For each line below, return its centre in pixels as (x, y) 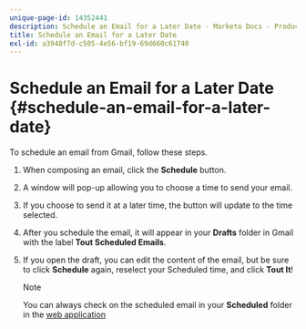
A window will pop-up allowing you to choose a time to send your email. (158, 188)
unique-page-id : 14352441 (58, 18)
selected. (40, 215)
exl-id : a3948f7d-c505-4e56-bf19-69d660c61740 (99, 43)
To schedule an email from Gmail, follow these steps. (108, 152)
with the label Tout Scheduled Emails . (94, 242)
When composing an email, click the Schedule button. (124, 170)
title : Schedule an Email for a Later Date (93, 35)
